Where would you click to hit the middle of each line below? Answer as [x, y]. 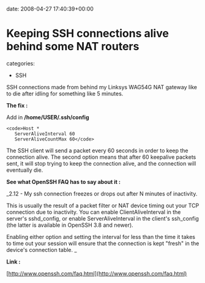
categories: [20, 63]
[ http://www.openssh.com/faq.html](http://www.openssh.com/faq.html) [97, 273]
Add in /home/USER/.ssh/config [48, 117]
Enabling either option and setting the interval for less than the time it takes [101, 237]
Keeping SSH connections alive [88, 34]
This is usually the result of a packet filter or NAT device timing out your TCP [103, 205]
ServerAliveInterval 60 [45, 134]
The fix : [17, 105]
